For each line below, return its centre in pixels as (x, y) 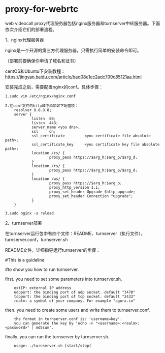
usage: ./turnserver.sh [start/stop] (53, 346)
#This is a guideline (25, 260)
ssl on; (44, 131)
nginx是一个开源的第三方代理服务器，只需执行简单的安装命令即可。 (73, 50)
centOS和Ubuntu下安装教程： (35, 71)
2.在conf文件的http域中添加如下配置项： (42, 106)
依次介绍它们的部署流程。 (31, 29)
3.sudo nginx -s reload (30, 213)
